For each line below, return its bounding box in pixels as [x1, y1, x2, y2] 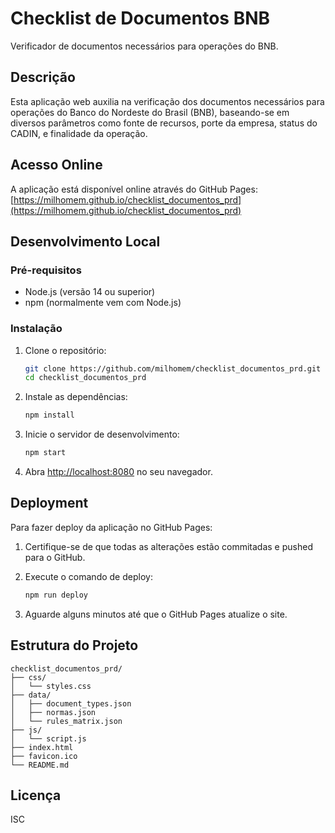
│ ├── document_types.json [10, 698, 132, 709]
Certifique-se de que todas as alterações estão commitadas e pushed [24, 540, 313, 552]
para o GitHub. [24, 551, 86, 563]
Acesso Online [10, 157, 103, 174]
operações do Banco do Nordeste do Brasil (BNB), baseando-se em [10, 106, 290, 118]
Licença [10, 787, 62, 804]
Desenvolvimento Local [10, 233, 161, 250]
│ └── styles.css [10, 681, 92, 691]
